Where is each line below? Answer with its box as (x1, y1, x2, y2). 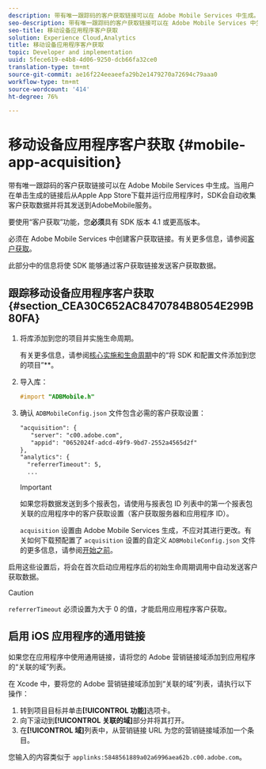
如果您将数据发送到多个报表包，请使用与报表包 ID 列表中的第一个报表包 (19, 499, 253, 508)
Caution (8, 588, 34, 597)
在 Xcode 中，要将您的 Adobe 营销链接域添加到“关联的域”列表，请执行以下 (8, 679, 252, 688)
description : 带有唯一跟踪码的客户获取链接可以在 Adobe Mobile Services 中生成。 (8, 11, 260, 20)
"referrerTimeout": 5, (27, 461, 102, 469)
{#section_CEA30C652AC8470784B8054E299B (8, 299, 254, 313)
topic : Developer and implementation (8, 48, 133, 56)
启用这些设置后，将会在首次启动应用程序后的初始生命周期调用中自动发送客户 (8, 562, 258, 571)
